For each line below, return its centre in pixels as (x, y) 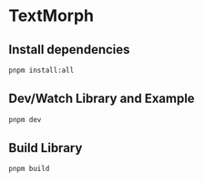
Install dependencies (69, 50)
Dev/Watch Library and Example (102, 99)
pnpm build (29, 169)
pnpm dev (25, 119)
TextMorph (51, 16)
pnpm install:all (41, 70)
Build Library (46, 148)
